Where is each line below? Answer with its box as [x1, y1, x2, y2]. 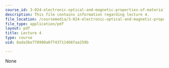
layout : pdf [5, 26, 30, 31]
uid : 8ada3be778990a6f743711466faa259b [5, 40, 89, 45]
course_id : [5, 7, 28, 12]
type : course [5, 35, 33, 40]
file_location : [5, 16, 37, 21]
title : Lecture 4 [5, 30, 42, 35]
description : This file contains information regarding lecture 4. [5, 12, 150, 17]
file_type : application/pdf [5, 21, 64, 26]
